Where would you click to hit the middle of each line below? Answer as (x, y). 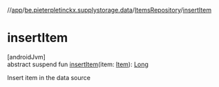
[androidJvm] (27, 57)
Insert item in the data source (49, 77)
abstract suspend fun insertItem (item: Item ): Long (78, 64)
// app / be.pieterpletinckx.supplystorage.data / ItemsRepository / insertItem (109, 10)
